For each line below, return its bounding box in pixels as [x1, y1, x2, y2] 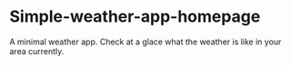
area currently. [9, 45, 65, 56]
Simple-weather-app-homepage [9, 6, 261, 27]
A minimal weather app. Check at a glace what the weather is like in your [9, 36, 282, 47]
